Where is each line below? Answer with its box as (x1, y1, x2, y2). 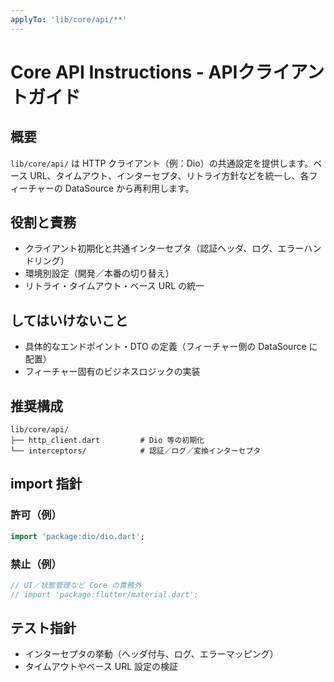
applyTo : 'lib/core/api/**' (10, 14, 128, 25)
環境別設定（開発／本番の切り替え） (24, 267, 175, 280)
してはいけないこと (10, 312, 128, 329)
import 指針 (10, 476, 83, 493)
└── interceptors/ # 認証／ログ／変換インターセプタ (10, 446, 262, 456)
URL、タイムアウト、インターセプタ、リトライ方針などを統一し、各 (29, 169, 310, 181)
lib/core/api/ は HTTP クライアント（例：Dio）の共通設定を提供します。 (10, 157, 314, 169)
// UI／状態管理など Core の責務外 (10, 580, 142, 590)
